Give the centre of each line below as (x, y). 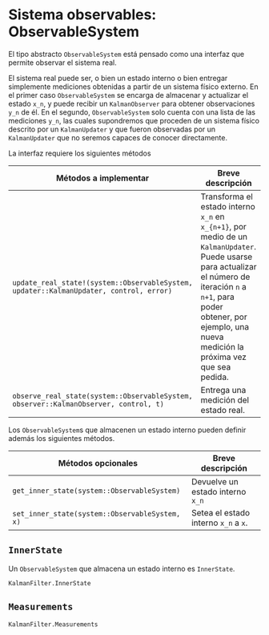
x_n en (213, 216)
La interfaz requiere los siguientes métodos (80, 153)
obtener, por (224, 317)
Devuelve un (215, 481)
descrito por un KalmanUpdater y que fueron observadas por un (112, 129)
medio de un (224, 237)
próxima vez (223, 357)
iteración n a (223, 286)
